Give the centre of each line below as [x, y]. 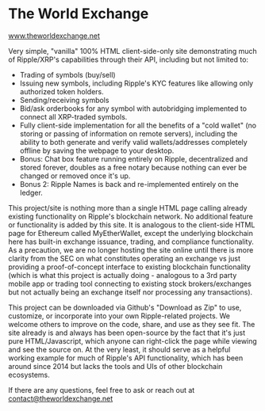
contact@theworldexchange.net [61, 398]
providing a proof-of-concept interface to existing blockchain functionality [130, 267]
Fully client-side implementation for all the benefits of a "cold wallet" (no [138, 125]
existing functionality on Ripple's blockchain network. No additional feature [131, 216]
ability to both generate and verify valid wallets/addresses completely [133, 142]
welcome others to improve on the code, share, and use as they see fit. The [132, 324]
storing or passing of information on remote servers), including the [129, 133]
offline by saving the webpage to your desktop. [97, 150]
